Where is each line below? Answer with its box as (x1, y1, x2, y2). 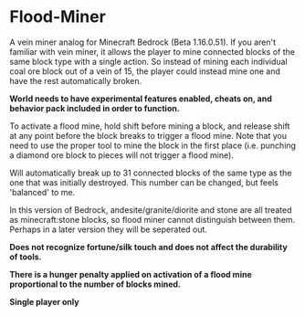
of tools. (9, 251, 42, 262)
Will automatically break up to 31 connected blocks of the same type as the (9, 167, 292, 178)
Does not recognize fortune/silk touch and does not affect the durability (9, 241, 288, 252)
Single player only (9, 296, 79, 307)
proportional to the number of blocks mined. (9, 279, 181, 290)
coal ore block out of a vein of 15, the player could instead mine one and (9, 66, 280, 77)
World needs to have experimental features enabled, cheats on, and (9, 93, 272, 104)
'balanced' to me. (9, 186, 76, 197)
